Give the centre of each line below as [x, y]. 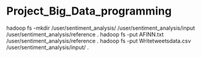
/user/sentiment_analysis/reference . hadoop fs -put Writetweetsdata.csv [99, 41]
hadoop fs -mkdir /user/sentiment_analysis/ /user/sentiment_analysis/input [100, 28]
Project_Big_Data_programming [89, 11]
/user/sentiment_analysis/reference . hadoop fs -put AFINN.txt [85, 34]
